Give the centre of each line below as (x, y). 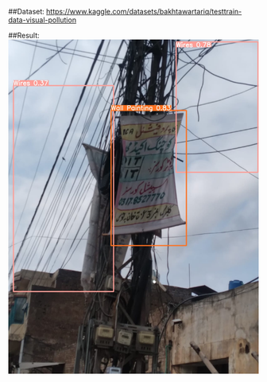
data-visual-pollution (43, 20)
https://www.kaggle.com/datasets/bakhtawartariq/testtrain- (144, 12)
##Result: (24, 35)
